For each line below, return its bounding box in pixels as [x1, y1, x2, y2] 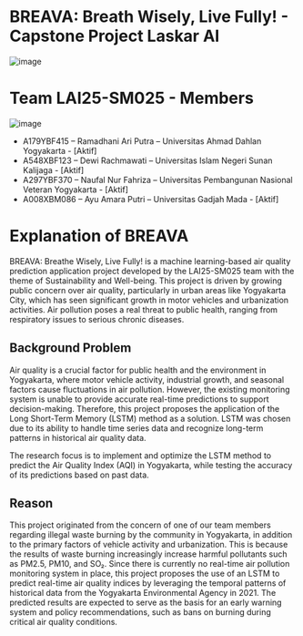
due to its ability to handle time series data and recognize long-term [9, 422, 264, 434]
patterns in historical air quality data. [9, 432, 147, 443]
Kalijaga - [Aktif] [22, 164, 85, 175]
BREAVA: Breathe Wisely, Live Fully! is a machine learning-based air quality [9, 255, 291, 266]
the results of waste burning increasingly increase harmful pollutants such [9, 549, 288, 559]
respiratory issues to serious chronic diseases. [9, 313, 185, 324]
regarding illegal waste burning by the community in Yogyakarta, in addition [9, 529, 293, 540]
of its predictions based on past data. [9, 469, 150, 480]
